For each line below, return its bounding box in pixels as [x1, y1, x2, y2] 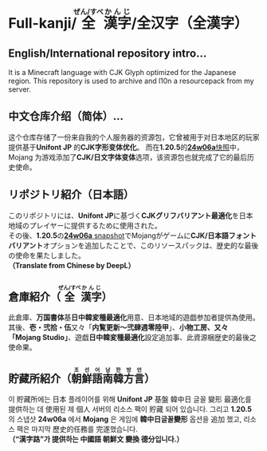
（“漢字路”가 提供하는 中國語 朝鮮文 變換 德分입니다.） [8, 434, 184, 444]
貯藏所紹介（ [8, 371, 72, 386]
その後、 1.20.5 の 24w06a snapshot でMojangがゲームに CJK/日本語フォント [8, 231, 257, 240]
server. [8, 85, 32, 94]
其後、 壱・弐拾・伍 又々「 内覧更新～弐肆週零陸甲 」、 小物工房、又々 [8, 322, 229, 332]
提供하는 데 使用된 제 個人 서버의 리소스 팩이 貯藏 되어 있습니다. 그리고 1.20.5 [8, 405, 253, 414]
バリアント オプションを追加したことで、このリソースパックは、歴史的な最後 [8, 240, 259, 250]
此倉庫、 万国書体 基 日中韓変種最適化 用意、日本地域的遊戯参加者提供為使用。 [8, 313, 260, 322]
